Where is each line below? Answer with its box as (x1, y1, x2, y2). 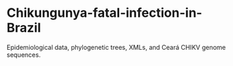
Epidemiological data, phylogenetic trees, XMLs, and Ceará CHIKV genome (6, 43, 226, 51)
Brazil (6, 20, 42, 36)
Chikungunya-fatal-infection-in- (6, 5, 203, 21)
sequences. (6, 51, 41, 59)
